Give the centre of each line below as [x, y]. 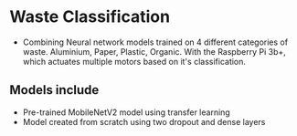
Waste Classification [90, 17]
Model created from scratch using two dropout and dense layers [144, 121]
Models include [54, 90]
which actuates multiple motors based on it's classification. [134, 61]
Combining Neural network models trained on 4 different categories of [155, 42]
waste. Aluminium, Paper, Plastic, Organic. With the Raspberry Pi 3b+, [154, 51]
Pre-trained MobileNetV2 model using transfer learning [126, 112]
